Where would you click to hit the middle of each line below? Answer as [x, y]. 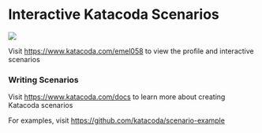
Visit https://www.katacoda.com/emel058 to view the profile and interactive [131, 51]
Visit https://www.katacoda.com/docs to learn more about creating [117, 97]
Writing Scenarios [43, 79]
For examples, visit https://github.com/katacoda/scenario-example [116, 120]
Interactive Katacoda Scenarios [114, 15]
